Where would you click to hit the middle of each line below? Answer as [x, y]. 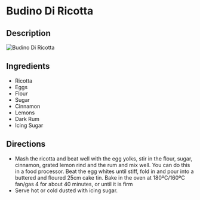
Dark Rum [27, 119]
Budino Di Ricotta [50, 11]
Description [28, 33]
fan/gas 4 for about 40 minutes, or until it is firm [74, 184]
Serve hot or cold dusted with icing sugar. [66, 190]
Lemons [25, 113]
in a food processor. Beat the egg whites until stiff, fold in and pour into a [104, 171]
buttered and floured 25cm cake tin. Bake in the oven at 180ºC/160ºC [100, 177]
